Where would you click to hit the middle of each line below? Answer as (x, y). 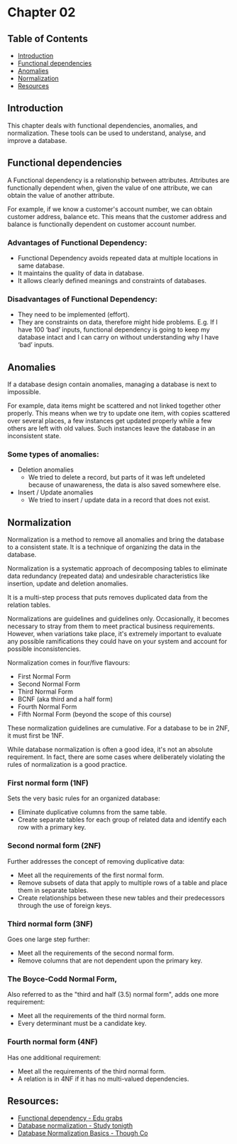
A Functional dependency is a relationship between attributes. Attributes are (118, 180)
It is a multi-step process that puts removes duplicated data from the (108, 598)
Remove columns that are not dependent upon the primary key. (110, 960)
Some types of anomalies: (53, 454)
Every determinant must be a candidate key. (82, 1023)
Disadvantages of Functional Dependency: (83, 299)
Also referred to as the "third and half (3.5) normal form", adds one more (113, 995)
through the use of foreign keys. (65, 905)
